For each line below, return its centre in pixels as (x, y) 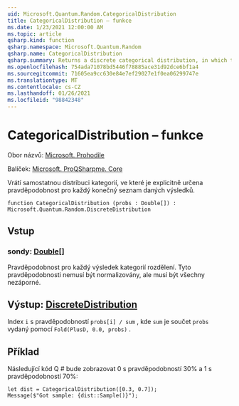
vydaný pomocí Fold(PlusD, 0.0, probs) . (69, 329)
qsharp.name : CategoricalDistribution (65, 54)
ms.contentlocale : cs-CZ (44, 87)
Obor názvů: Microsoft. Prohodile (56, 155)
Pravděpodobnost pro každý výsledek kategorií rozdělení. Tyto (99, 267)
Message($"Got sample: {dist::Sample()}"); (73, 396)
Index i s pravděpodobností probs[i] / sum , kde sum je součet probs (108, 322)
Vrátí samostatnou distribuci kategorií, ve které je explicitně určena (105, 182)
